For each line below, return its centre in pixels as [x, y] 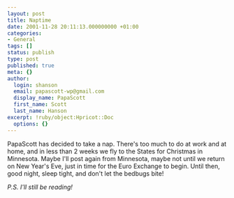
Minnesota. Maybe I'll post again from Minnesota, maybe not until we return [116, 158]
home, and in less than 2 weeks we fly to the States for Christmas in [105, 151]
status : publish [31, 53]
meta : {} [20, 72]
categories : [24, 33]
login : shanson [36, 85]
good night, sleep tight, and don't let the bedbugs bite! [86, 173]
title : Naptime [29, 20]
